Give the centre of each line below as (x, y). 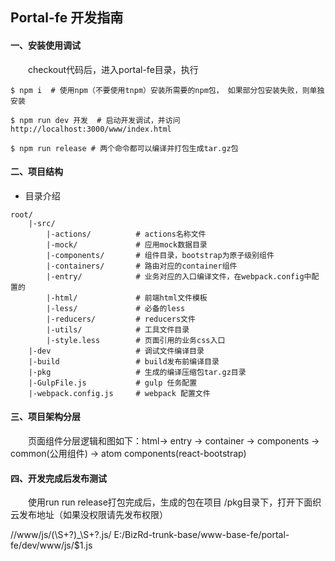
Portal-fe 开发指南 (67, 18)
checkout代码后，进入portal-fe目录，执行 (113, 69)
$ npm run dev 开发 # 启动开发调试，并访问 (95, 120)
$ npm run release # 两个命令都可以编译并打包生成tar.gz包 (124, 148)
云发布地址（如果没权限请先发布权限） (89, 515)
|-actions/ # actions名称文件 (126, 234)
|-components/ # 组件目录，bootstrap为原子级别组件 (160, 255)
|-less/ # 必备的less (116, 308)
